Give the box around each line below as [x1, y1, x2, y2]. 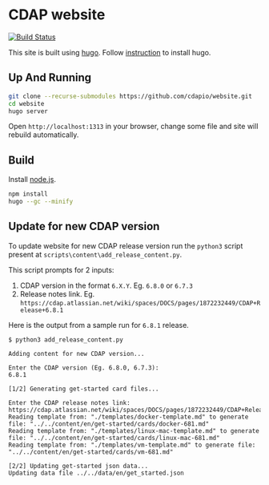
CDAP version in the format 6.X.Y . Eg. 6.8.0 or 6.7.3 [19, 281, 194, 290]
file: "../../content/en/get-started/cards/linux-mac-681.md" [8, 434, 220, 442]
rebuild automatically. [8, 130, 79, 139]
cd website [8, 99, 45, 107]
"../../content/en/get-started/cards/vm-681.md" [8, 447, 174, 456]
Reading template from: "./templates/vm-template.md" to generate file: [8, 441, 256, 449]
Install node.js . [8, 175, 56, 184]
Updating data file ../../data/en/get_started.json [8, 469, 184, 477]
